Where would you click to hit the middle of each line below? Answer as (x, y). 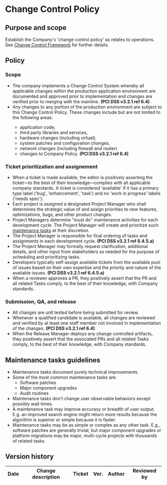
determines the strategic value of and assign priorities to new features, (85, 209)
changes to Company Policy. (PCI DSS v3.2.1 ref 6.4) (74, 154)
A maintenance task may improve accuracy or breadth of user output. (83, 409)
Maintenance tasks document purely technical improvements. (76, 372)
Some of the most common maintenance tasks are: (64, 377)
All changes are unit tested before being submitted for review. (76, 312)
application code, (38, 127)
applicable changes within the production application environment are (84, 91)
